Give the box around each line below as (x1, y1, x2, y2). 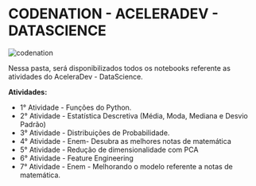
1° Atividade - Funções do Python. (19, 103, 132, 112)
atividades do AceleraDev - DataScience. (8, 72, 143, 81)
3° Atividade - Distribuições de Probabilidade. (19, 128, 170, 138)
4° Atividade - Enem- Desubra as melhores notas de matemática (19, 136, 232, 145)
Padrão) (19, 119, 46, 129)
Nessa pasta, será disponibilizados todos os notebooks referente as (8, 63, 231, 72)
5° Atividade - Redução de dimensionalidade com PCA (19, 145, 199, 154)
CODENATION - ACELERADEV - (8, 5, 219, 23)
